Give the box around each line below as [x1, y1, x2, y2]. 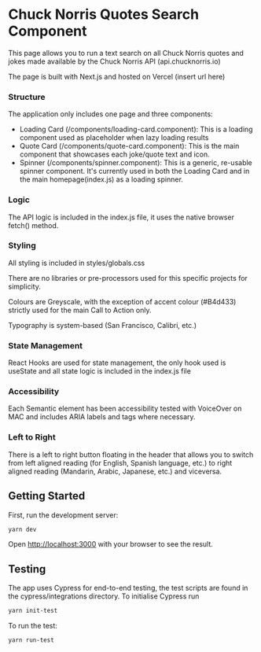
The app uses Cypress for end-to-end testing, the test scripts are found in [8, 584, 248, 593]
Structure [8, 91, 46, 102]
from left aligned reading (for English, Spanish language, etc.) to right [8, 458, 233, 467]
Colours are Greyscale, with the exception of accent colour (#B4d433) [8, 297, 237, 306]
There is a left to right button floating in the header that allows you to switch [8, 450, 254, 459]
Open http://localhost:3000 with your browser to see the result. [8, 540, 214, 549]
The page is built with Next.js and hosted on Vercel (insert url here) [8, 72, 226, 81]
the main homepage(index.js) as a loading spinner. [19, 175, 183, 184]
